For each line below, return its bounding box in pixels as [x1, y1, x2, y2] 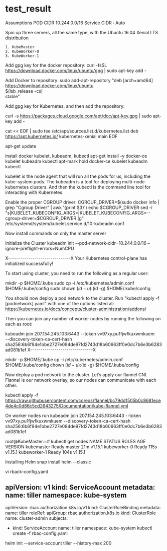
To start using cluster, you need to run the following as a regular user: [5, 270, 149, 276]
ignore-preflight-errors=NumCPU [5, 245, 74, 251]
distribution [5, 35, 29, 41]
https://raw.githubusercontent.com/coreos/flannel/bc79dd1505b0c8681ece [5, 397, 161, 403]
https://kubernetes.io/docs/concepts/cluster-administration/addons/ [5, 306, 147, 312]
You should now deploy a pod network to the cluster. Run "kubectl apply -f [5, 295, 159, 301]
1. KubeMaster [5, 44, 35, 49]
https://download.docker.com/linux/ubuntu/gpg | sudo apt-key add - [5, 67, 147, 74]
